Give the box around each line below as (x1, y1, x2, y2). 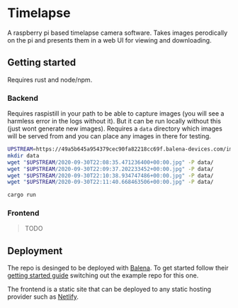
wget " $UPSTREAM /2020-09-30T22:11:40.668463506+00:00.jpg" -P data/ (7, 179, 214, 186)
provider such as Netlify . (7, 292, 79, 301)
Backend (7, 93, 39, 103)
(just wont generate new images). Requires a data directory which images (7, 124, 223, 133)
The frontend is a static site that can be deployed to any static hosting (7, 285, 211, 294)
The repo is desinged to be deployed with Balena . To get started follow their (7, 264, 229, 273)
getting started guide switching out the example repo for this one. (7, 271, 199, 280)
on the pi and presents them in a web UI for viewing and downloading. (7, 35, 212, 44)
